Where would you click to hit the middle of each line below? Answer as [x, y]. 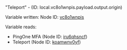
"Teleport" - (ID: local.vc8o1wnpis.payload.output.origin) [64, 7]
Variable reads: [21, 27]
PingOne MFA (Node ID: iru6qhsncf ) [50, 37]
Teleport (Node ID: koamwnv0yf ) [47, 42]
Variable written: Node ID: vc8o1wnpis [45, 17]
